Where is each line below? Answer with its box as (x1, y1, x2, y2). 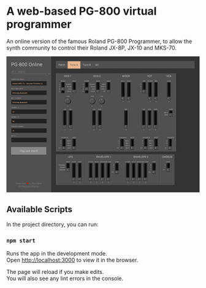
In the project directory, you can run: (6, 221, 99, 228)
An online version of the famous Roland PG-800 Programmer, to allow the (6, 37, 193, 45)
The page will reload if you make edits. (6, 268, 104, 275)
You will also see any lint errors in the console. (6, 275, 124, 282)
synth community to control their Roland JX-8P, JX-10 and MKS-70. (6, 44, 177, 51)
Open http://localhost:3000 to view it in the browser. (6, 256, 139, 263)
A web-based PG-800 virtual (6, 4, 157, 18)
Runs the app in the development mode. (6, 249, 107, 257)
